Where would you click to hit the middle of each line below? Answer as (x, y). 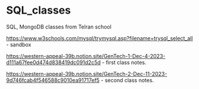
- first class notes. (125, 62)
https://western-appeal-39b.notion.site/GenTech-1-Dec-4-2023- (86, 56)
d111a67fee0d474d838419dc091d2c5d (54, 62)
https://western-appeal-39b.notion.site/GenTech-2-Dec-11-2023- (87, 74)
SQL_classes (39, 10)
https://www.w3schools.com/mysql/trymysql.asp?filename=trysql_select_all (99, 38)
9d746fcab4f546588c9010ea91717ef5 (53, 80)
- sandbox (19, 44)
